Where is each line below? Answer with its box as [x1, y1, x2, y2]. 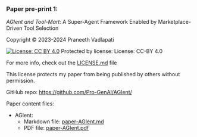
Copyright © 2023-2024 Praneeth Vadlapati [6, 36, 114, 43]
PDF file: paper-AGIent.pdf [23, 124, 89, 132]
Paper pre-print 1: [6, 5, 58, 13]
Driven [6, 24, 23, 32]
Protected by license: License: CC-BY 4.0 [61, 48, 163, 55]
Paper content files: [6, 100, 55, 107]
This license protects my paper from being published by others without [6, 71, 180, 78]
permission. [6, 77, 35, 85]
